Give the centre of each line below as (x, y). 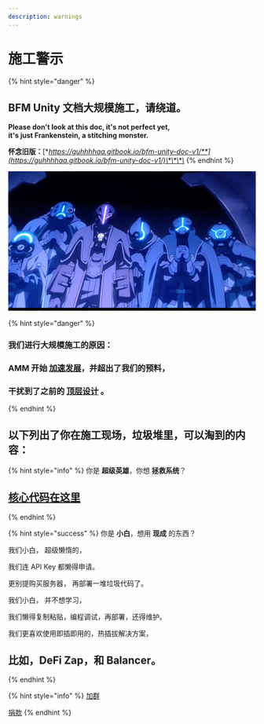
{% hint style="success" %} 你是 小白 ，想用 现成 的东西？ (102, 533)
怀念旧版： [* (29, 152)
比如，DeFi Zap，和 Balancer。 (85, 661)
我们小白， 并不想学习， (47, 600)
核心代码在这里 (44, 497)
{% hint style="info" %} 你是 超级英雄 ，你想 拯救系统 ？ (97, 470)
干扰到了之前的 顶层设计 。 (59, 391)
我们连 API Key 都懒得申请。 (54, 566)
